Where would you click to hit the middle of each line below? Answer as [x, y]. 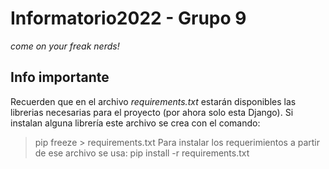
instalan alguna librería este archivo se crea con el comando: [135, 123]
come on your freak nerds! [65, 46]
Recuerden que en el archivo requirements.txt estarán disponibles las [153, 101]
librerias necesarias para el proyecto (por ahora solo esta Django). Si [152, 112]
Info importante [60, 77]
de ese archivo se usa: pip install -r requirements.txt [142, 153]
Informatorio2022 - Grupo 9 [128, 18]
